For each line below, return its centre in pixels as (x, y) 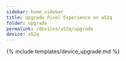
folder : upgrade (27, 23)
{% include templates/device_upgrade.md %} (63, 51)
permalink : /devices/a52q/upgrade (50, 29)
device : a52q (23, 34)
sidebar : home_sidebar (35, 12)
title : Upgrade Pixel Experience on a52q (59, 18)
